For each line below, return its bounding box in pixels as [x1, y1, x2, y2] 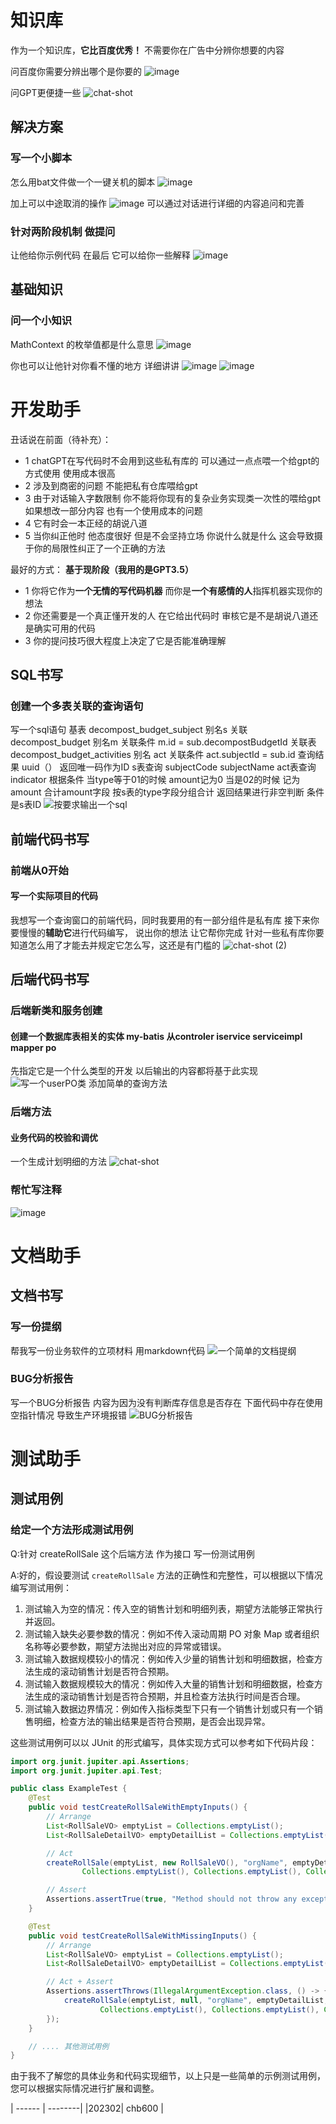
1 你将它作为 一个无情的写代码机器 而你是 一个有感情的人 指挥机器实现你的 [24, 584, 323, 596]
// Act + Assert [46, 1977, 114, 1987]
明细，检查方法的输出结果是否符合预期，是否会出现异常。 [33, 1715, 271, 1727]
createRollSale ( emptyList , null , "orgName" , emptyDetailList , [63, 1996, 329, 2006]
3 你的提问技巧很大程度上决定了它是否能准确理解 [24, 634, 227, 646]
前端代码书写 [10, 831, 90, 848]
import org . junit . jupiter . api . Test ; [10, 1766, 163, 1776]
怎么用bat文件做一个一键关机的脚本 [10, 176, 156, 188]
